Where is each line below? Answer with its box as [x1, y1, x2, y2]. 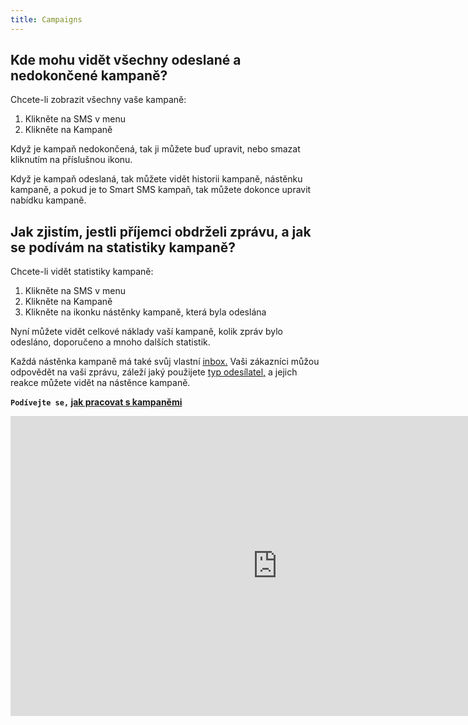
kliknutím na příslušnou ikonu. [10, 154, 133, 166]
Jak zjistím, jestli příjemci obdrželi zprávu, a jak [10, 223, 312, 240]
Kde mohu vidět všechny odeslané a [10, 52, 242, 69]
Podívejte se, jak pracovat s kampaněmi [10, 396, 183, 408]
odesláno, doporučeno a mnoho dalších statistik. [10, 336, 211, 348]
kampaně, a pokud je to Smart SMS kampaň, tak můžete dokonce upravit [10, 184, 312, 196]
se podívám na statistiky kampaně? [10, 239, 236, 256]
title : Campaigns [10, 14, 83, 25]
